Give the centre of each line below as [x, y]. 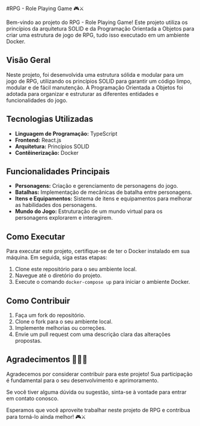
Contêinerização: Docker [47, 152]
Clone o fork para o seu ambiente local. [64, 322]
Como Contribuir [38, 301]
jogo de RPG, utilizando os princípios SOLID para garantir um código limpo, [99, 81]
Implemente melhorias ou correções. [60, 328]
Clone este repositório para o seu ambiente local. [76, 269]
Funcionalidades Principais [58, 172]
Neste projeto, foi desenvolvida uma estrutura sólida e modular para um [95, 74]
